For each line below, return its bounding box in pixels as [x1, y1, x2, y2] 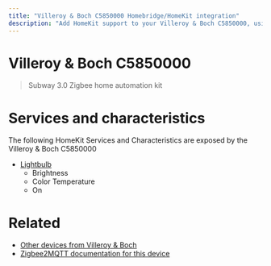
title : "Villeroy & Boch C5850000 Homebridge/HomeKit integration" [8, 11, 240, 20]
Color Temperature [31, 177, 95, 186]
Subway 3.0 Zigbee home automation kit [27, 81, 163, 90]
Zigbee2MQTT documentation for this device [19, 249, 170, 259]
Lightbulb [19, 160, 52, 169]
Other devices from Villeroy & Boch [19, 240, 137, 250]
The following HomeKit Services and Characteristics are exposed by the [8, 135, 248, 145]
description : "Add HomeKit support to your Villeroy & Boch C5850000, [8, 19, 251, 27]
